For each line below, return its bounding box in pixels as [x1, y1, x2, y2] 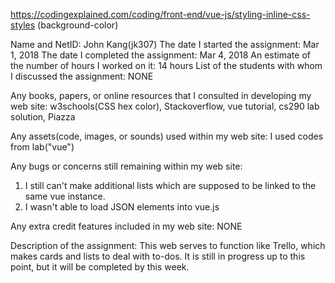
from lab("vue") [10, 141, 75, 153]
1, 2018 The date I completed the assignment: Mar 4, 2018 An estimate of [10, 49, 311, 61]
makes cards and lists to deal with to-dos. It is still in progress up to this [10, 250, 306, 262]
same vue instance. [24, 190, 106, 202]
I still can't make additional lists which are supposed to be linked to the [24, 180, 317, 191]
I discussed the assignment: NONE [10, 70, 154, 82]
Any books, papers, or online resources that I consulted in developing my [10, 90, 312, 101]
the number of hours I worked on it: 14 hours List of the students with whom [10, 60, 323, 71]
